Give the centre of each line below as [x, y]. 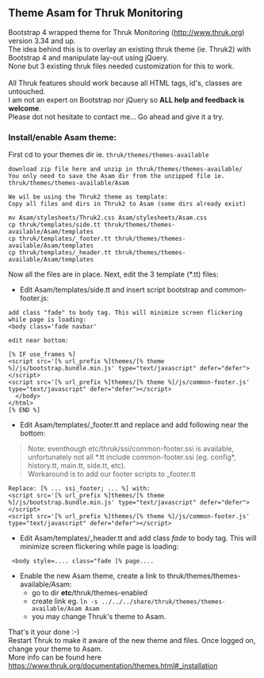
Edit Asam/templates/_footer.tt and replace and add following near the [134, 425]
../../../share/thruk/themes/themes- [163, 602]
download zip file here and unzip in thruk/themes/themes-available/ [126, 169]
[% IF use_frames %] [42, 354]
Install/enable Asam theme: [63, 137]
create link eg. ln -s [65, 601]
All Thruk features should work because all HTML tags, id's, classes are [125, 83]
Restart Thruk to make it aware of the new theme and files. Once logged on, [132, 641]
